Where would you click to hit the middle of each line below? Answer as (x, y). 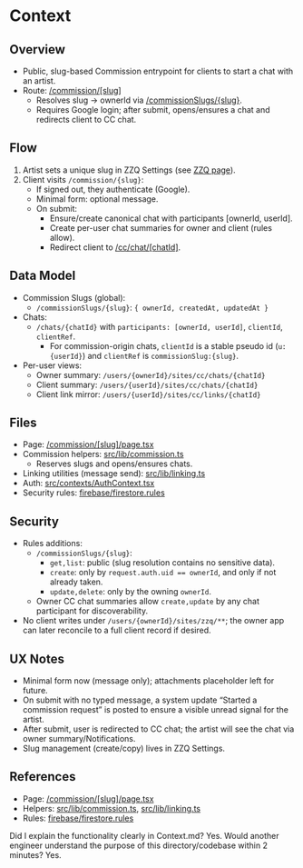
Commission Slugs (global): (74, 297)
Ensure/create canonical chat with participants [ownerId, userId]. (171, 218)
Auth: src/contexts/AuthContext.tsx (88, 484)
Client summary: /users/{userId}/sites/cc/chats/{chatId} (147, 384)
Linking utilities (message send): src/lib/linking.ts (114, 474)
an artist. (39, 81)
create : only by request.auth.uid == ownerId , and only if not (163, 573)
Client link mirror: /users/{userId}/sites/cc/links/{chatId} (148, 394)
